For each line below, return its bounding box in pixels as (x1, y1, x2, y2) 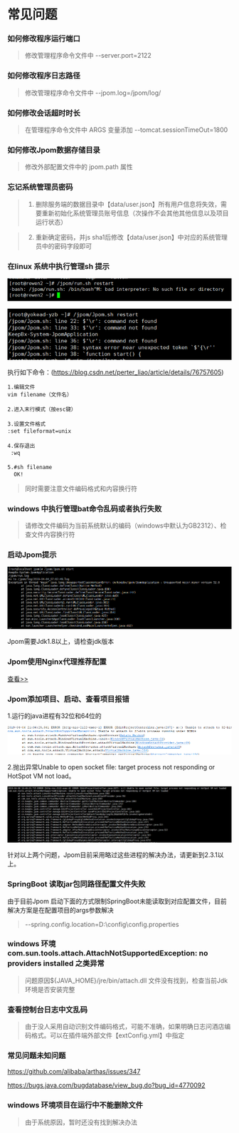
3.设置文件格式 (7, 420, 46, 428)
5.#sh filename (7, 463, 53, 471)
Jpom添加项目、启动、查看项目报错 (7, 694, 129, 704)
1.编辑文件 (7, 383, 36, 391)
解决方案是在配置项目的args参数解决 (7, 906, 114, 914)
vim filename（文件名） (7, 391, 73, 398)
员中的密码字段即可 (35, 242, 92, 250)
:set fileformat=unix (7, 427, 72, 435)
